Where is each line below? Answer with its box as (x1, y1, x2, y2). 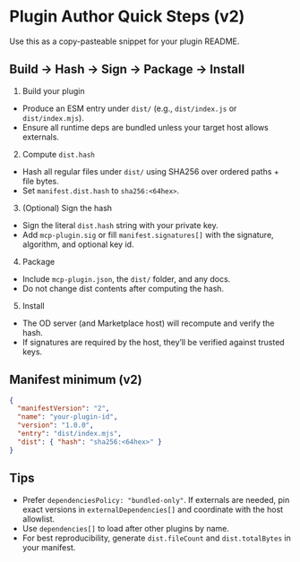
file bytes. (21, 175, 60, 186)
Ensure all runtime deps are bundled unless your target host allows (21, 122, 269, 132)
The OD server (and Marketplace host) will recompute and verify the (21, 318, 275, 328)
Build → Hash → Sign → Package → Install (9, 62, 245, 77)
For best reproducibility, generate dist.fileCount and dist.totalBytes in (21, 532, 291, 543)
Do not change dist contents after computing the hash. (21, 283, 225, 294)
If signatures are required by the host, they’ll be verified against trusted (21, 336, 285, 347)
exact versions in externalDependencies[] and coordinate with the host (21, 504, 284, 515)
